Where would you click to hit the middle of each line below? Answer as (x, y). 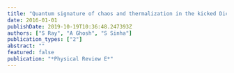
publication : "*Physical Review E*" (60, 59)
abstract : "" (26, 46)
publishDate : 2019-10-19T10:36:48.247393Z (70, 26)
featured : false (31, 53)
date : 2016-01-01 (32, 20)
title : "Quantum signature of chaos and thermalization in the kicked (112, 14)
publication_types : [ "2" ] (45, 40)
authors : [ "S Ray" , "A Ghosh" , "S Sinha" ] (70, 33)
